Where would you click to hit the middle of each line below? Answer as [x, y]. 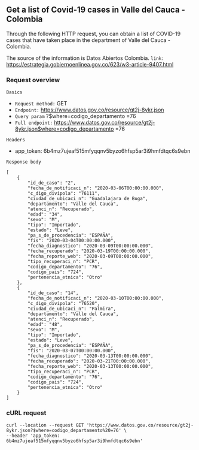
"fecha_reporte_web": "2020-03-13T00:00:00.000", [91, 367]
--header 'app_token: [33, 436]
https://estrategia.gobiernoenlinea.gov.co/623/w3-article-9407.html [90, 64]
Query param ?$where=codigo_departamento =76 [75, 116]
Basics [14, 92]
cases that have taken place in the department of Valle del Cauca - [88, 40]
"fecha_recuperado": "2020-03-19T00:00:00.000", [89, 251]
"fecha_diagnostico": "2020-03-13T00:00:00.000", [91, 356]
